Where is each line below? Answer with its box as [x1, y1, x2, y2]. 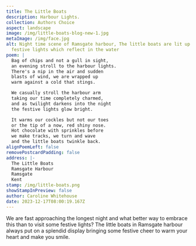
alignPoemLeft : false [6, 144, 59, 150]
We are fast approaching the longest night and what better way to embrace [6, 214, 188, 221]
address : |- [6, 155, 35, 161]
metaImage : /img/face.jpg [6, 36, 69, 42]
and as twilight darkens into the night [11, 101, 111, 107]
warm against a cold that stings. [11, 80, 96, 86]
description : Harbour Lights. [6, 14, 80, 20]
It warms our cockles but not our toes [11, 117, 109, 123]
